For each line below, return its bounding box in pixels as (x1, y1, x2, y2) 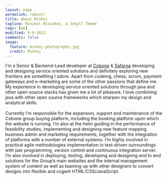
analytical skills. (5, 99, 38, 105)
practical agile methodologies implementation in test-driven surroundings (5, 142, 156, 148)
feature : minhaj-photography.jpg (9, 44, 79, 49)
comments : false (5, 35, 39, 40)
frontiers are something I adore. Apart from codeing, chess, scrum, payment (5, 73, 162, 79)
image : (5, 40, 19, 45)
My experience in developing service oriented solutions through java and (5, 84, 155, 89)
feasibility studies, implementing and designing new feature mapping (5, 126, 147, 132)
